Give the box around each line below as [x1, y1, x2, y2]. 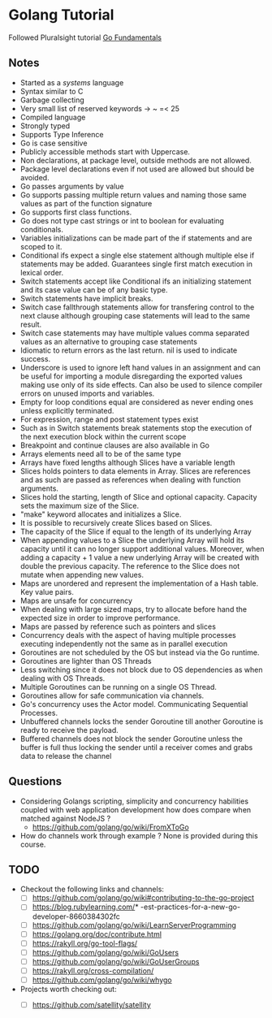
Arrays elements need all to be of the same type [19, 448, 181, 458]
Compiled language [19, 112, 86, 122]
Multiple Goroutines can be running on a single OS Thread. [19, 682, 218, 691]
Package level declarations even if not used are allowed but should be [19, 164, 255, 174]
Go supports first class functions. [19, 207, 132, 217]
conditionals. [19, 224, 63, 234]
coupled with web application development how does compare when [19, 804, 252, 814]
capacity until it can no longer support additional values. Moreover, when [19, 544, 265, 553]
